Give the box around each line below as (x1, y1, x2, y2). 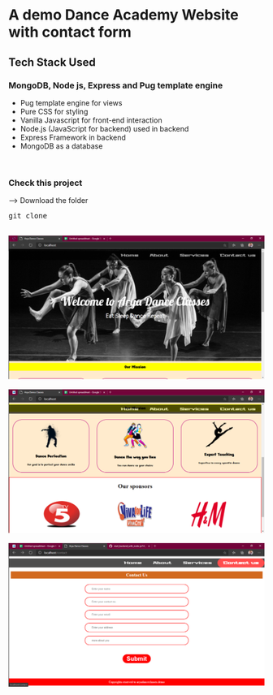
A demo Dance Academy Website (8, 6, 239, 24)
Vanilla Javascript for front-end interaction (19, 115, 162, 125)
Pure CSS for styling (19, 106, 89, 116)
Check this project (8, 177, 83, 188)
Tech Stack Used (8, 55, 96, 69)
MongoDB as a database (19, 140, 103, 151)
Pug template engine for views (19, 97, 123, 107)
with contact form (8, 23, 132, 41)
